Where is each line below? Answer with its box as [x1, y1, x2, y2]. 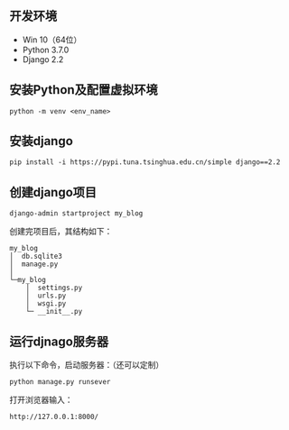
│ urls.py [25, 291, 67, 300]
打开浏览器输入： [9, 395, 73, 406]
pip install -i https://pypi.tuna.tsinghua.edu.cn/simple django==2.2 [9, 158, 281, 167]
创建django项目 [9, 184, 98, 200]
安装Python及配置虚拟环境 [9, 82, 158, 97]
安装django [9, 133, 74, 149]
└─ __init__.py [25, 307, 83, 316]
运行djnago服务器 [9, 334, 109, 349]
